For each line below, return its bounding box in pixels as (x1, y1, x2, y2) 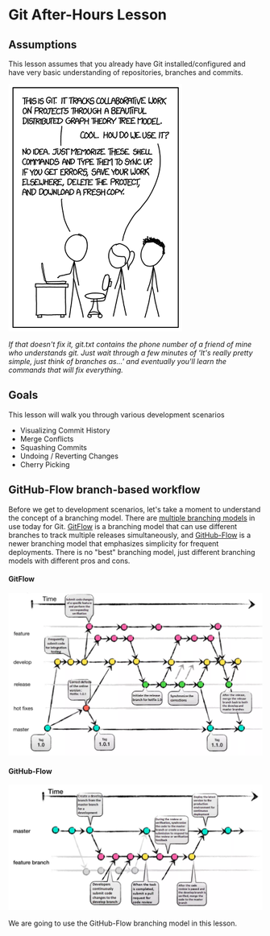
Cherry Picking (19, 459, 70, 469)
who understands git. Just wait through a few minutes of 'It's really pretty (8, 348, 253, 358)
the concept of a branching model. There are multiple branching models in (8, 513, 255, 523)
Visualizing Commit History (19, 425, 110, 435)
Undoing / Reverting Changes (19, 451, 119, 461)
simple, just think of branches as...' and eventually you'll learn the (8, 357, 227, 366)
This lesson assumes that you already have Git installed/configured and (8, 59, 246, 68)
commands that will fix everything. (8, 365, 123, 375)
